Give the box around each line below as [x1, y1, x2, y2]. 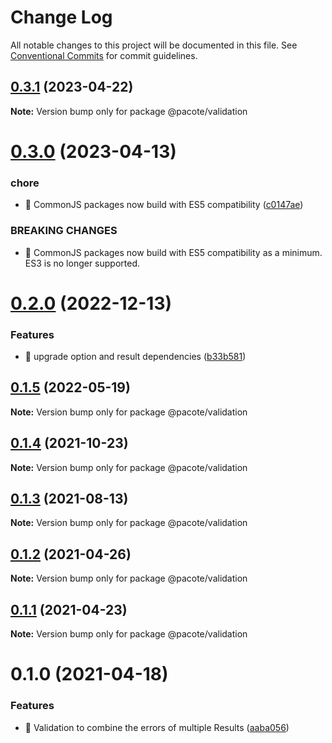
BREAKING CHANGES [10, 224, 118, 238]
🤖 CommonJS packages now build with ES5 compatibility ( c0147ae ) [24, 199, 304, 211]
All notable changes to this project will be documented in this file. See [10, 39, 298, 51]
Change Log [10, 6, 113, 29]
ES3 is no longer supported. [24, 257, 141, 269]
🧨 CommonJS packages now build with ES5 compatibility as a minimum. [24, 246, 323, 258]
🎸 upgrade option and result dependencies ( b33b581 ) [24, 351, 247, 363]
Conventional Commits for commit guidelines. [10, 49, 198, 61]
